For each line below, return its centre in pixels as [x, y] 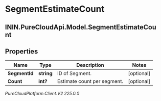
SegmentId [21, 74]
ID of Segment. [74, 74]
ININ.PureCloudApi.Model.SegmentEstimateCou [81, 27]
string [46, 74]
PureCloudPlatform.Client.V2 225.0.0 [42, 94]
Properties [22, 51]
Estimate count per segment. [90, 81]
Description [90, 65]
